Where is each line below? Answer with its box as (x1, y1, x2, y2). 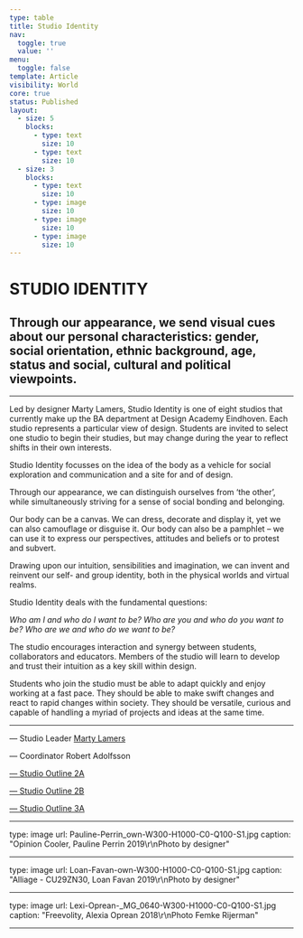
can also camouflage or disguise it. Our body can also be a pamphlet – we (9, 523, 285, 534)
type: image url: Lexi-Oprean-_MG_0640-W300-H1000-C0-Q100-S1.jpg (9, 900, 277, 911)
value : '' (17, 47, 54, 56)
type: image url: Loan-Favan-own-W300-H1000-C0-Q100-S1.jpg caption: (9, 865, 282, 876)
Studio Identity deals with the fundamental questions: (9, 597, 207, 608)
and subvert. (9, 543, 57, 554)
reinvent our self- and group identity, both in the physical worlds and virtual (9, 570, 289, 581)
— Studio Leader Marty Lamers (9, 733, 126, 744)
